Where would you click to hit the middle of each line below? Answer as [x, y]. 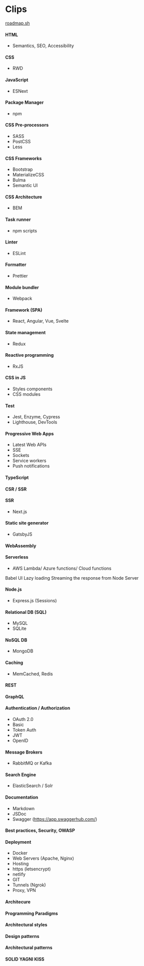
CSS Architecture [24, 197]
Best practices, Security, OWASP [40, 831]
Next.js [20, 512]
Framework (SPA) [24, 310]
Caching [14, 662]
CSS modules [26, 394]
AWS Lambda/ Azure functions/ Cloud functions [62, 568]
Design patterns [22, 936]
